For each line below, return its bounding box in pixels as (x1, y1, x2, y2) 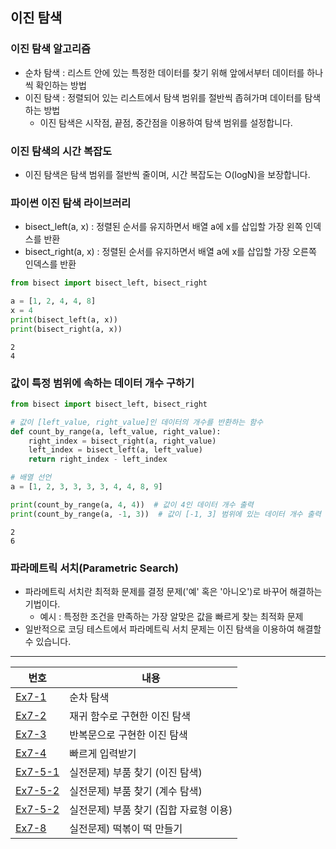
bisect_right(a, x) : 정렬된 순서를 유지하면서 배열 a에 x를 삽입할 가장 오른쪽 (24, 246, 317, 258)
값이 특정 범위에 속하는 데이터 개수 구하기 (10, 376, 195, 390)
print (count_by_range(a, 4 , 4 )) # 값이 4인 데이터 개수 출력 (10, 499, 254, 510)
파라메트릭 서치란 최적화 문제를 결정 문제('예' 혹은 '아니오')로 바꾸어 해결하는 (24, 586, 323, 597)
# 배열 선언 (10, 473, 52, 483)
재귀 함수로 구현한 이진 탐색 (69, 709, 192, 723)
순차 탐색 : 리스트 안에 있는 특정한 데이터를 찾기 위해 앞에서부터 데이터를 (24, 66, 305, 78)
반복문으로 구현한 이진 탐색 (69, 728, 188, 742)
